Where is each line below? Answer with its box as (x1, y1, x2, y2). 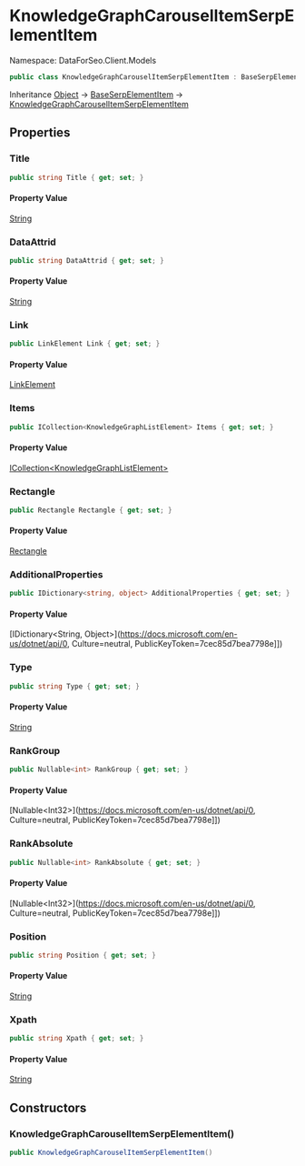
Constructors (9, 1100, 87, 1115)
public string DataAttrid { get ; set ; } (9, 256, 165, 265)
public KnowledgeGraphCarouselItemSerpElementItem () (9, 1148, 213, 1158)
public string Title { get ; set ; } (9, 173, 144, 182)
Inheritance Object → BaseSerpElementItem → (9, 88, 183, 100)
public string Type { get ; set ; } (9, 681, 141, 691)
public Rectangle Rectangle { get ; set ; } (9, 506, 172, 515)
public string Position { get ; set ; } (9, 950, 156, 960)
